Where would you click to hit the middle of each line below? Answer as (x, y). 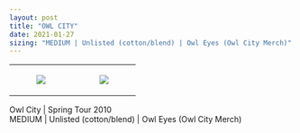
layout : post (34, 18)
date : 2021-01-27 (42, 34)
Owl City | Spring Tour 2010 (61, 110)
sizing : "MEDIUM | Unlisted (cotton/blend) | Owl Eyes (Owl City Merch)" (151, 43)
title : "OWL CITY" (44, 26)
